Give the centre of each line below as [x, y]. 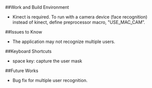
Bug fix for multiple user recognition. [50, 80]
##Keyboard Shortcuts [28, 51]
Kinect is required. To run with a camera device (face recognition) [80, 17]
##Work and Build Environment [37, 7]
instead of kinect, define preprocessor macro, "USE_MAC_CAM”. [79, 22]
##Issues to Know [24, 32]
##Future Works [22, 70]
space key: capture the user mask [47, 61]
